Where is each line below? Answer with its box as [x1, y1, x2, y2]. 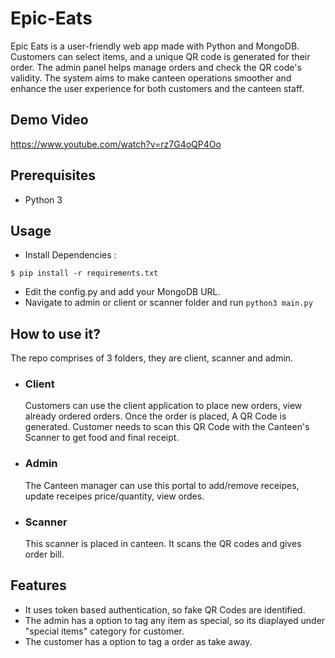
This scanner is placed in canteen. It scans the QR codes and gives [24, 538, 302, 550]
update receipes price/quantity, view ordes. [24, 490, 205, 502]
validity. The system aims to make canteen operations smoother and [10, 72, 292, 84]
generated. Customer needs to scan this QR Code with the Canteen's [24, 421, 310, 433]
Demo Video [10, 112, 89, 129]
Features [10, 577, 67, 594]
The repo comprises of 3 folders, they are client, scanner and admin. [10, 352, 294, 364]
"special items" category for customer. [24, 625, 185, 637]
